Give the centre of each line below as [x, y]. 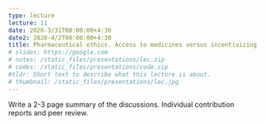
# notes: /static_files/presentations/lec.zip [86, 60]
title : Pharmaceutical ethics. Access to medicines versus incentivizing [133, 45]
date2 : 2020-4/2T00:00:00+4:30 [60, 38]
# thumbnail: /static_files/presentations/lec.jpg [94, 81]
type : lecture [32, 15]
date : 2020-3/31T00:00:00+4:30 [60, 30]
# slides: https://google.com [58, 52]
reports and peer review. [48, 112]
